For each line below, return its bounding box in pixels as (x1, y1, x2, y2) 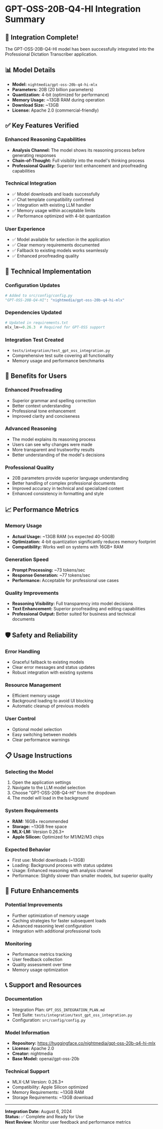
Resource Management (5, 681, 62, 688)
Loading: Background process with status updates (12, 862, 113, 868)
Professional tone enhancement (12, 408, 76, 414)
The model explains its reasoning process (12, 436, 96, 442)
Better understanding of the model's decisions (12, 452, 105, 458)
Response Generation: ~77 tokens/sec (12, 572, 91, 578)
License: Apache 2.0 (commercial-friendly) (12, 107, 99, 113)
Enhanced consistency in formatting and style (12, 491, 104, 497)
